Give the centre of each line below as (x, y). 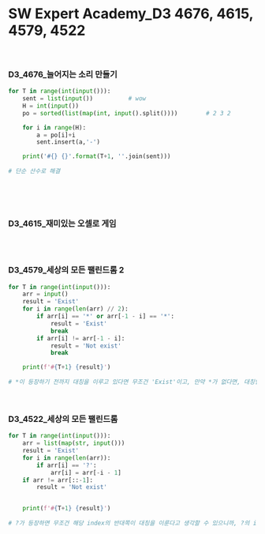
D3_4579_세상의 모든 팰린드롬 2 (66, 270)
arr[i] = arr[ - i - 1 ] (86, 472)
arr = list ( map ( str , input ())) (74, 443)
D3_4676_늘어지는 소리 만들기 (63, 74)
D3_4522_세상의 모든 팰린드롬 (63, 419)
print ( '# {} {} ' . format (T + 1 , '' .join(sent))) (97, 156)
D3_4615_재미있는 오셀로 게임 (62, 224)
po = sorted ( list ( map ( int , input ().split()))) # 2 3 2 (127, 113)
